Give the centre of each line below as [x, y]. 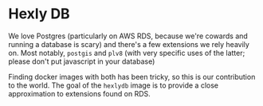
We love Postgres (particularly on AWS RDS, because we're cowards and [128, 36]
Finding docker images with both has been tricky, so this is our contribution [132, 77]
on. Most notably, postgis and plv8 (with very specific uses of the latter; [127, 53]
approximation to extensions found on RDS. [80, 93]
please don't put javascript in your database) [82, 61]
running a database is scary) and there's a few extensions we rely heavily [129, 44]
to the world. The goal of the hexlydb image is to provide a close [114, 85]
